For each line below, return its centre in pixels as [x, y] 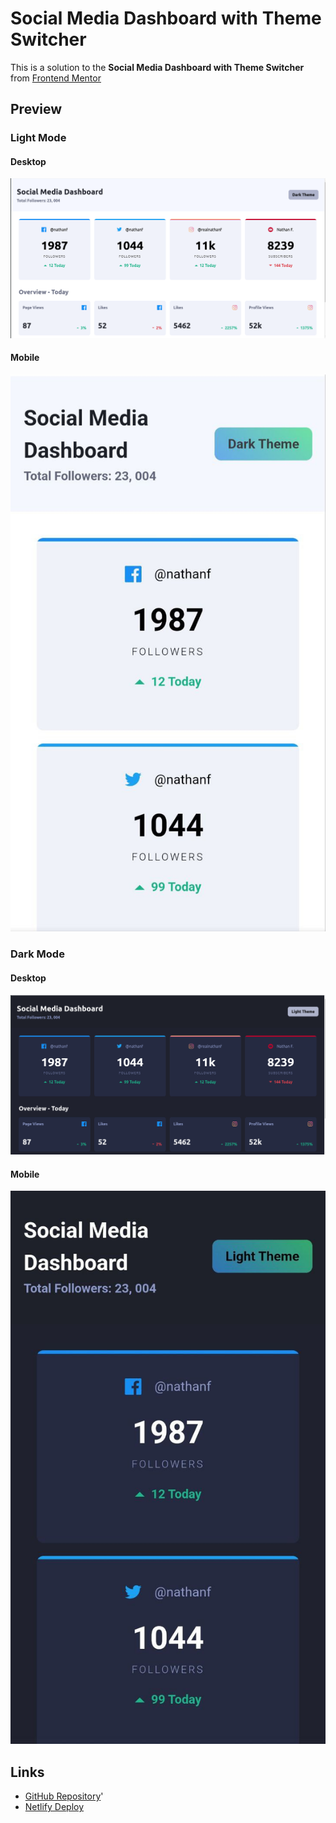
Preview [36, 109]
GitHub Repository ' [64, 1796]
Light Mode [38, 138]
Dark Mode [37, 954]
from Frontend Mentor [56, 78]
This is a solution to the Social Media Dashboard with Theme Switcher [157, 67]
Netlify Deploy [54, 1807]
